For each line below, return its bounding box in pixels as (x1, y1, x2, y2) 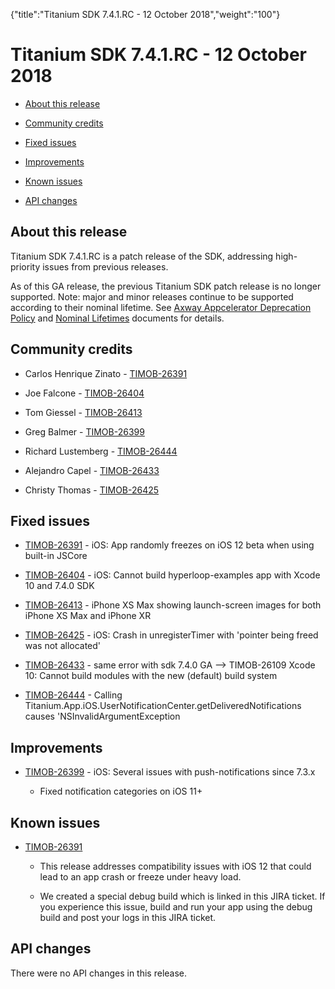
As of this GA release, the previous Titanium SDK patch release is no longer (10, 280, 322, 292)
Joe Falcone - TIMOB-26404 (24, 387, 145, 399)
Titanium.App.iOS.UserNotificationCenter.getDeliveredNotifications (24, 700, 302, 712)
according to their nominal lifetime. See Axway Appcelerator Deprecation (10, 301, 312, 313)
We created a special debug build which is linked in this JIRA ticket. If (39, 890, 326, 902)
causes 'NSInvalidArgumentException (24, 710, 181, 723)
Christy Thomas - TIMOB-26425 (24, 484, 160, 496)
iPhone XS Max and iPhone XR (24, 610, 152, 622)
